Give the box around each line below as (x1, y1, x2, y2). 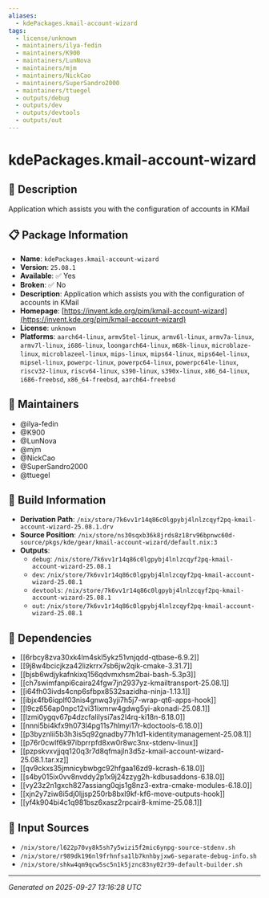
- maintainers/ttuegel (15, 86, 91, 95)
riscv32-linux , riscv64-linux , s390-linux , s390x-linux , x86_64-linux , (19, 365, 251, 375)
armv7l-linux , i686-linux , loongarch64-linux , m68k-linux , (19, 340, 211, 349)
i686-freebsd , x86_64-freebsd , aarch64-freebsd (19, 374, 176, 384)
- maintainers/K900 (15, 49, 81, 57)
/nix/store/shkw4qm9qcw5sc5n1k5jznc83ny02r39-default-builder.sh (19, 860, 243, 868)
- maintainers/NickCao (15, 71, 91, 80)
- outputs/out (15, 116, 62, 124)
